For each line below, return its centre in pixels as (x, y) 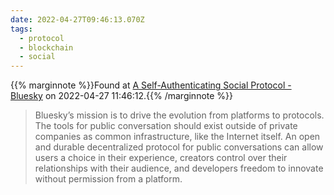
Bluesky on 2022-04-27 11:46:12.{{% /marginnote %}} (122, 96)
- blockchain (46, 47)
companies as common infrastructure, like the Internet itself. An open (177, 137)
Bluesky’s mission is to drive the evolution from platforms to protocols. (179, 115)
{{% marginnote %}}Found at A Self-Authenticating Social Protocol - (151, 85)
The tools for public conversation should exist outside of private (166, 126)
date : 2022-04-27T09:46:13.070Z (77, 19)
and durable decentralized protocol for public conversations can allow (179, 147)
